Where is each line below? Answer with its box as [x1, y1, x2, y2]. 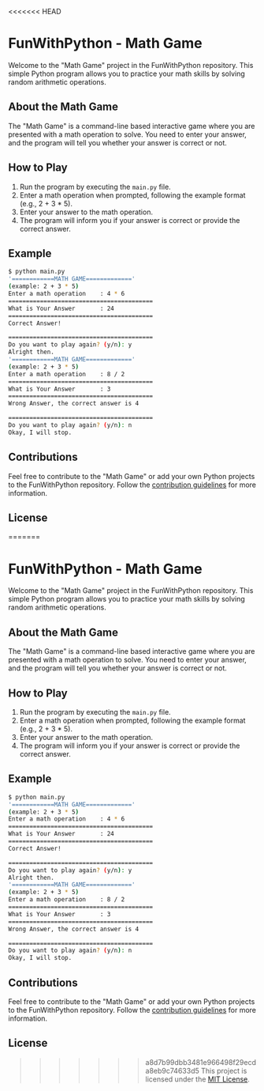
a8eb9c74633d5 [145, 1066, 199, 1075]
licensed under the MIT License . [145, 1074, 251, 1084]
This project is [200, 1066, 247, 1075]
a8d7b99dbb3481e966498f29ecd [145, 1057, 257, 1066]
